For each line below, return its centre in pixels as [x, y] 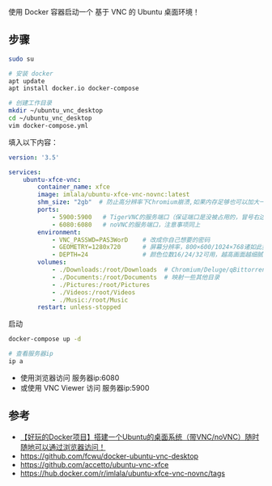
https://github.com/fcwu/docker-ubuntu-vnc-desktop [109, 456]
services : [25, 172]
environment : [59, 232]
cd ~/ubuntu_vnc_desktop [50, 118]
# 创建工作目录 [30, 104]
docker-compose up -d [45, 339]
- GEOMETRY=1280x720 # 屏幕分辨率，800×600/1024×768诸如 [154, 247]
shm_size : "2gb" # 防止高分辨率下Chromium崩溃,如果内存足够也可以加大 [149, 202]
